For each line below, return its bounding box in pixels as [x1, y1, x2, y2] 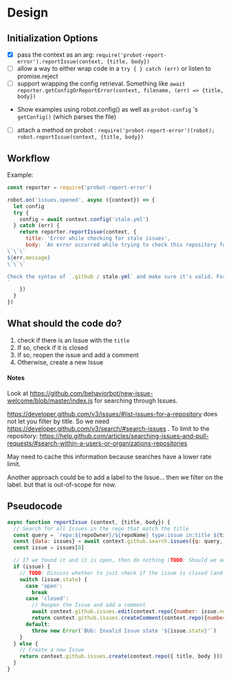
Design [7, 5, 49, 21]
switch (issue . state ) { [19, 576, 88, 583]
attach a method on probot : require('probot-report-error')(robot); [16, 126, 215, 134]
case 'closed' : [25, 595, 69, 602]
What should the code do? [7, 318, 122, 330]
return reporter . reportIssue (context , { [19, 229, 137, 236]
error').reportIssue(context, [16, 59, 104, 65]
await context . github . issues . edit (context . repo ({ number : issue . [32, 608, 220, 615]
